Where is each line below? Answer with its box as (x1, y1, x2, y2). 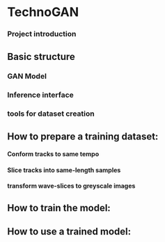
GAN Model (7, 71, 47, 81)
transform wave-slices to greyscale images (7, 182, 136, 190)
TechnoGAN (7, 4, 79, 20)
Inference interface (7, 90, 74, 100)
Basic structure (7, 50, 75, 63)
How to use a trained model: (7, 226, 132, 238)
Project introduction (7, 29, 77, 39)
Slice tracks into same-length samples (7, 165, 121, 174)
